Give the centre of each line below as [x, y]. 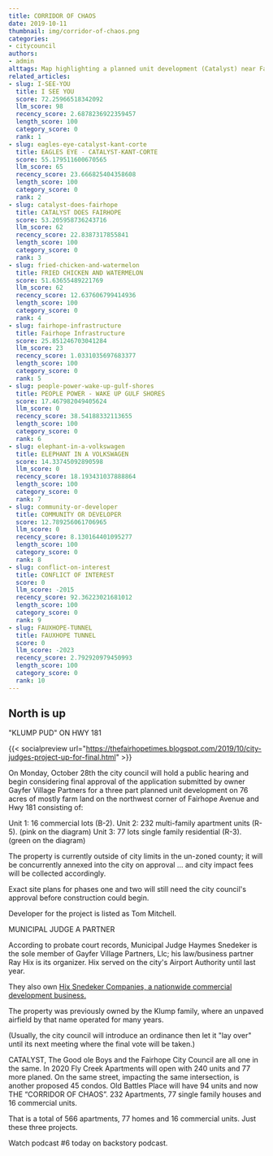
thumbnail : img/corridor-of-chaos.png [74, 31]
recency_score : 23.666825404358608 [76, 175]
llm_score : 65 [39, 167]
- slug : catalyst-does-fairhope [63, 205]
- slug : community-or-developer [63, 507]
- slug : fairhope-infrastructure [65, 326]
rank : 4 [29, 318]
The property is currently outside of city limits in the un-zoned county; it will [136, 856]
